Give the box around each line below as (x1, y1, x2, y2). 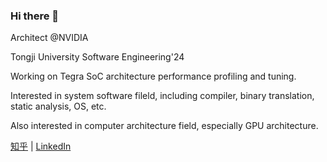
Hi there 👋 (10, 9, 60, 23)
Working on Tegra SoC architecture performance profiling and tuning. (10, 70, 297, 83)
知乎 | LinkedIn (10, 140, 72, 153)
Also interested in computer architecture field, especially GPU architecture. (10, 120, 319, 132)
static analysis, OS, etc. (10, 100, 107, 113)
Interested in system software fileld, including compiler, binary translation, (10, 90, 315, 102)
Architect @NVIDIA (10, 32, 89, 44)
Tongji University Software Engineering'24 (10, 51, 185, 63)
